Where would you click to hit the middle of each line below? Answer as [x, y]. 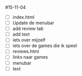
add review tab [28, 29]
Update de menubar [33, 23]
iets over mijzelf [29, 40]
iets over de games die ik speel [45, 46]
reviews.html [26, 51]
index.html [23, 17]
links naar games [30, 57]
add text [21, 34]
